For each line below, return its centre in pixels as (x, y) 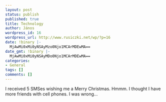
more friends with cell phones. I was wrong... (51, 94)
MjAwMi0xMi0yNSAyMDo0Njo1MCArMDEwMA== (50, 56)
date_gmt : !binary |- (28, 51)
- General (15, 65)
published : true (22, 19)
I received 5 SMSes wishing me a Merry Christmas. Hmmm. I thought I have (83, 89)
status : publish (22, 14)
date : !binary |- (23, 42)
